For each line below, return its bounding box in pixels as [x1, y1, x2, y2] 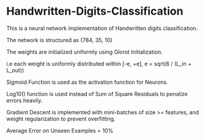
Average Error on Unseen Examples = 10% [6, 127, 114, 134]
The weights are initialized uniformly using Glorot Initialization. [6, 48, 163, 56]
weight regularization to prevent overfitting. [6, 115, 116, 122]
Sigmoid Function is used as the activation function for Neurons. [6, 78, 168, 86]
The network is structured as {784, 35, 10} [6, 36, 113, 43]
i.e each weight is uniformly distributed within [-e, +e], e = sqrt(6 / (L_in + [6, 60, 192, 67]
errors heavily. [6, 97, 43, 104]
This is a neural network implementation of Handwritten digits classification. [6, 24, 198, 32]
